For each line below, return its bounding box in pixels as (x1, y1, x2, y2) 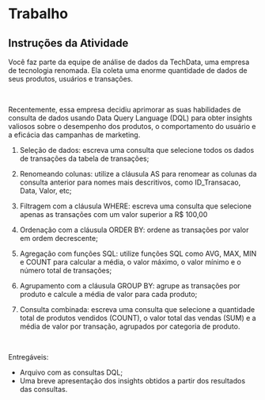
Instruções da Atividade (8, 36, 129, 50)
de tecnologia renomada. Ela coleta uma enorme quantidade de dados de (8, 66, 248, 75)
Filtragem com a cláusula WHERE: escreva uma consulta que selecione (19, 201, 252, 211)
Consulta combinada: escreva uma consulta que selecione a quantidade (19, 305, 256, 314)
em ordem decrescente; (19, 234, 99, 242)
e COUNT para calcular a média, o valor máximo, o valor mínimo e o (19, 257, 241, 266)
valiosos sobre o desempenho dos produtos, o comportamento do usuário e (8, 122, 256, 131)
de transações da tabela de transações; (19, 154, 150, 163)
